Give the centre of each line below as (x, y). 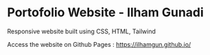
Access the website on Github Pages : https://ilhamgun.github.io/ (99, 44)
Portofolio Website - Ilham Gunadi (105, 13)
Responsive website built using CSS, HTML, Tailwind (82, 31)
